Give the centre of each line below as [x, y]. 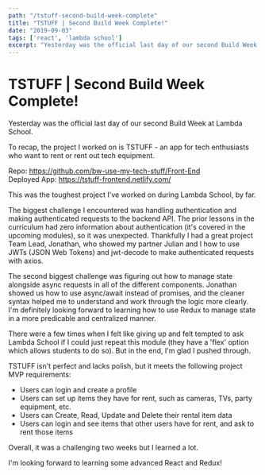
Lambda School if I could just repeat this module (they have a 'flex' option [129, 342]
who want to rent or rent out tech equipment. [81, 156]
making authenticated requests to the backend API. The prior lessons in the [132, 218]
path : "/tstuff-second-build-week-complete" [83, 15]
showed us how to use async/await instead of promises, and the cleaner [127, 293]
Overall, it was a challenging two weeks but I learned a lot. [103, 448]
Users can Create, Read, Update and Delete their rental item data [126, 415]
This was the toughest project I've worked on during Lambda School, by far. [132, 195]
